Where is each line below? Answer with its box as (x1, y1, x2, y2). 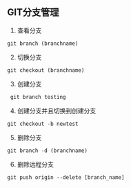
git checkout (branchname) (7, 66, 85, 74)
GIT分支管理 (7, 6, 59, 19)
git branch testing (10, 93, 67, 100)
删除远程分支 (17, 160, 54, 168)
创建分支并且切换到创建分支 (17, 106, 97, 115)
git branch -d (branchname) (7, 147, 88, 154)
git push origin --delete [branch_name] (7, 173, 125, 181)
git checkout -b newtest (7, 120, 79, 127)
